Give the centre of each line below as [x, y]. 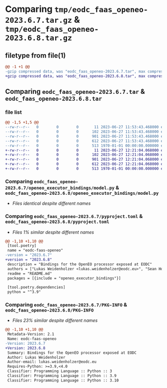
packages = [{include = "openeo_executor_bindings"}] [64, 278]
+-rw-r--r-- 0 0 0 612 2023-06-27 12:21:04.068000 [82, 164]
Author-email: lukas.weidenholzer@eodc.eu [52, 362]
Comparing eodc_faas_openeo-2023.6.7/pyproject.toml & [74, 216]
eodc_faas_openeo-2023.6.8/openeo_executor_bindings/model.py [82, 193]
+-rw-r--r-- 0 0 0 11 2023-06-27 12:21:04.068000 [82, 150]
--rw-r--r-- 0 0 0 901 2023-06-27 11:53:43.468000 [82, 136]
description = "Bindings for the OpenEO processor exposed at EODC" [80, 264]
